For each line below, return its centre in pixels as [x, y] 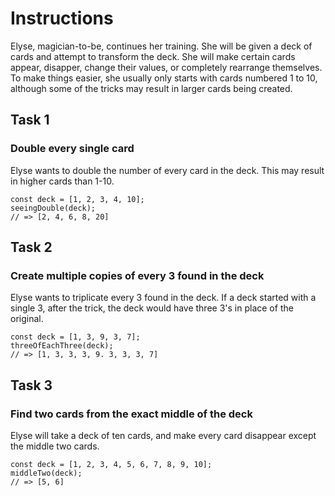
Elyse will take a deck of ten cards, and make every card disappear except [163, 435]
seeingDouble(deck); [53, 208]
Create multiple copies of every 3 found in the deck [137, 275]
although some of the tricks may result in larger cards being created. [151, 88]
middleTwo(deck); [46, 473]
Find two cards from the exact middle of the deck [131, 414]
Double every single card [72, 149]
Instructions [62, 18]
